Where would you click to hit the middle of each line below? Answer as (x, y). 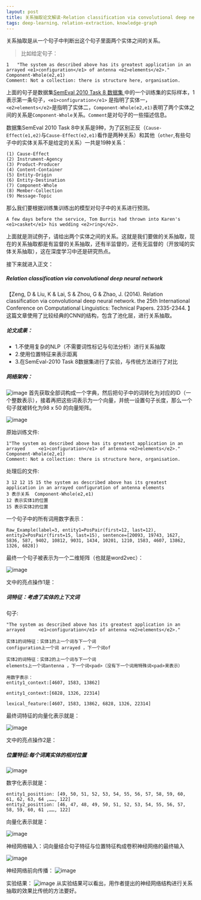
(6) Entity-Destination (36, 181)
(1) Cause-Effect (28, 154)
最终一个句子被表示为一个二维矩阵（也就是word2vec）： (75, 558)
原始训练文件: (23, 432)
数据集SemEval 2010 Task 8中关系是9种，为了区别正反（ (76, 128)
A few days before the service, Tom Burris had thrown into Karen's (93, 220)
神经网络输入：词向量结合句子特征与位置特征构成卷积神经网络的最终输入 (95, 846)
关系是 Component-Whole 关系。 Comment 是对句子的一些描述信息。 (93, 115)
